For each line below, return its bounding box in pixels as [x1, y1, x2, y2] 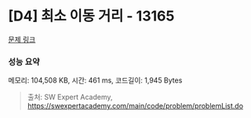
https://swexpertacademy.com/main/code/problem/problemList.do [27, 101, 244, 111]
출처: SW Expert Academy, [27, 92, 113, 102]
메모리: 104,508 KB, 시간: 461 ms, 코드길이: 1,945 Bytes [8, 76, 183, 85]
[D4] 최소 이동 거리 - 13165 [8, 7, 175, 25]
